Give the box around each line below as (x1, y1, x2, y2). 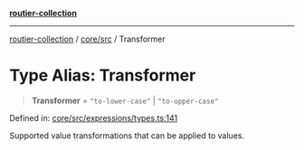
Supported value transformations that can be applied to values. (9, 130, 245, 141)
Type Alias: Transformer (9, 65, 196, 86)
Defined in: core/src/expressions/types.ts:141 (9, 112, 178, 123)
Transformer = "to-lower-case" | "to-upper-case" (31, 95, 219, 106)
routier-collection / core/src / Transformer (9, 33, 166, 44)
